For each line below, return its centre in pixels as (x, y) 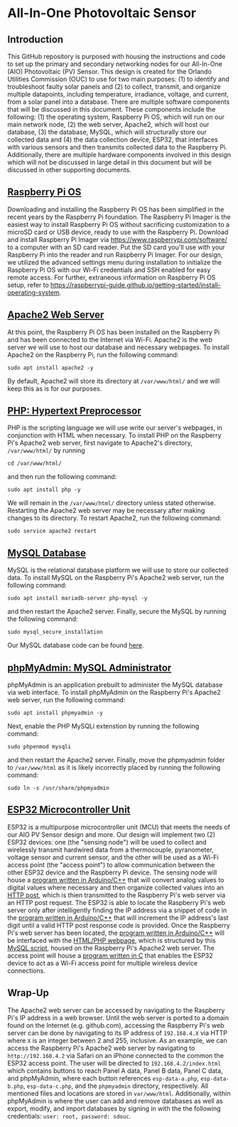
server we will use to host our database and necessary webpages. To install (118, 347)
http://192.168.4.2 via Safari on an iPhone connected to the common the (115, 1055)
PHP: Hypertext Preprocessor (74, 411)
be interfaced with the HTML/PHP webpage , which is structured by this (112, 940)
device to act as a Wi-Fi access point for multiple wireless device (102, 963)
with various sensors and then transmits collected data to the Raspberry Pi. (117, 147)
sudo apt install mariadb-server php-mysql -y (77, 598)
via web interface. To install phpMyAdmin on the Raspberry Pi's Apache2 (114, 692)
